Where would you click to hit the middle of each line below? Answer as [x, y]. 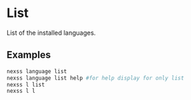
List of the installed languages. [51, 33]
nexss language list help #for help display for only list [95, 78]
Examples [29, 55]
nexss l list [26, 84]
